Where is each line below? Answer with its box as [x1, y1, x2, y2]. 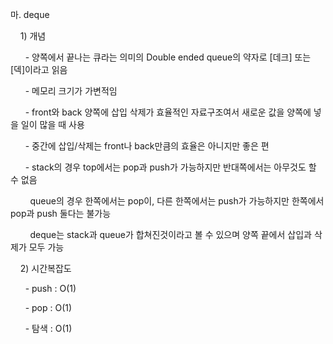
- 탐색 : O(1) [24, 323, 73, 334]
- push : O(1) [24, 283, 77, 294]
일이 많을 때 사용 [20, 119, 85, 130]
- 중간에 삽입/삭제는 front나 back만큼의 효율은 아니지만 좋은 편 [24, 140, 270, 152]
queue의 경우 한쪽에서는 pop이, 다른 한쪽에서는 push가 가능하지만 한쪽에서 [29, 195, 325, 207]
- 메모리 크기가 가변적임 [24, 85, 118, 97]
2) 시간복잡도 [19, 263, 72, 274]
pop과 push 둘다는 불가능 [10, 208, 112, 219]
